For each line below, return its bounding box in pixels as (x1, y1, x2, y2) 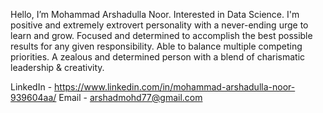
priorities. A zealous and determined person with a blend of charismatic (10, 51, 306, 63)
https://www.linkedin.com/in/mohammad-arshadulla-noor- (54, 81, 296, 93)
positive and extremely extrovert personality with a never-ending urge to (10, 19, 309, 31)
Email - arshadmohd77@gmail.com (58, 92, 203, 103)
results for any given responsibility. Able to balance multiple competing (10, 40, 303, 52)
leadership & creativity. (10, 62, 105, 73)
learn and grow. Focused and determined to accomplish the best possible (10, 30, 313, 41)
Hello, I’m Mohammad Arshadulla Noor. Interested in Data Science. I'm (10, 9, 300, 20)
